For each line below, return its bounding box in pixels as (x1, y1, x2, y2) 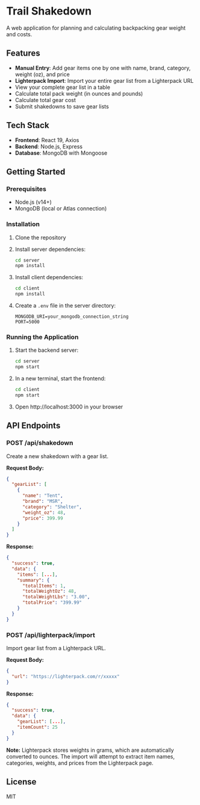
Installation (6, 220, 40, 228)
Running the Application (6, 332, 79, 341)
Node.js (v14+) (14, 198, 52, 206)
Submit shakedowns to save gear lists (14, 103, 110, 110)
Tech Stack (6, 120, 49, 131)
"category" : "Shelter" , (22, 503, 83, 510)
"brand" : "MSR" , (22, 499, 63, 505)
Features (6, 48, 40, 59)
